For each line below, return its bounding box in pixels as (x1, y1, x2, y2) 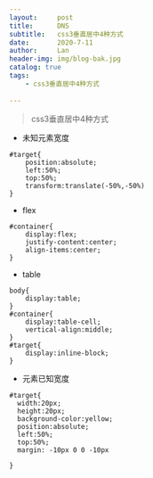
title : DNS (9, 21, 69, 30)
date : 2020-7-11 (9, 37, 93, 47)
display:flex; (25, 229, 77, 239)
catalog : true (9, 63, 62, 72)
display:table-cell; (25, 317, 101, 326)
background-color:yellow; (17, 414, 114, 424)
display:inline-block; (25, 349, 109, 358)
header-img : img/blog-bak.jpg (9, 54, 122, 63)
